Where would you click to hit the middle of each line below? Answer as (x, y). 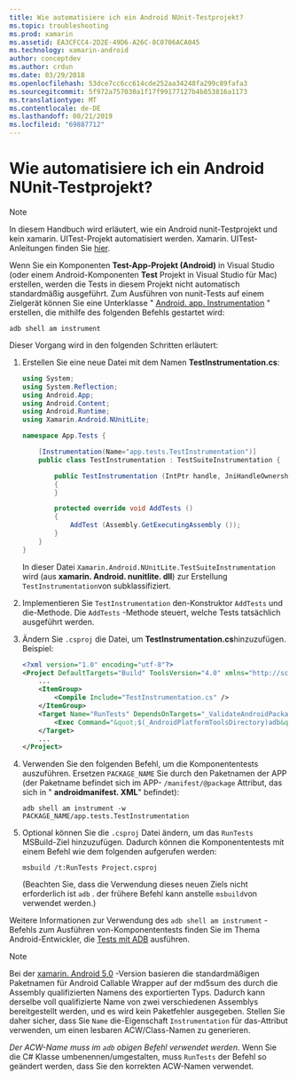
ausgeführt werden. (58, 621)
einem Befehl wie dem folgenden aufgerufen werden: (119, 852)
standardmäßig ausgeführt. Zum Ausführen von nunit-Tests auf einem (137, 293)
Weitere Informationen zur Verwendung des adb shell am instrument (136, 920)
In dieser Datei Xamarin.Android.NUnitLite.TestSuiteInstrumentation (149, 567)
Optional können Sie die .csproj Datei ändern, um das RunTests (138, 833)
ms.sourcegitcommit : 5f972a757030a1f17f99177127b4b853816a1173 (129, 91)
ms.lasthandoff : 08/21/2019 (61, 116)
